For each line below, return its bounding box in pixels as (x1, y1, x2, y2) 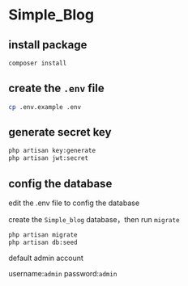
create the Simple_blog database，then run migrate (8, 214, 180, 224)
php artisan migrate (8, 230, 79, 239)
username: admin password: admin (8, 268, 117, 278)
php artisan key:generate (8, 147, 96, 155)
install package (8, 38, 88, 52)
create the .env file (8, 82, 105, 95)
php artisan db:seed (8, 238, 79, 246)
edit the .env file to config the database (8, 198, 140, 208)
